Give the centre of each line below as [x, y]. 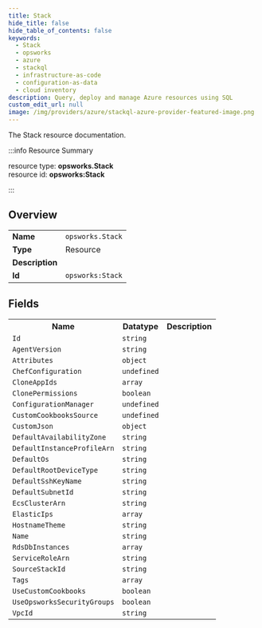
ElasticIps [33, 514]
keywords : [25, 38]
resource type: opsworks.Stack [61, 166]
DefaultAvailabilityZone [59, 437]
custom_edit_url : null [46, 105]
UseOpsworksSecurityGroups [63, 602]
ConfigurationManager [53, 404]
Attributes [33, 360]
